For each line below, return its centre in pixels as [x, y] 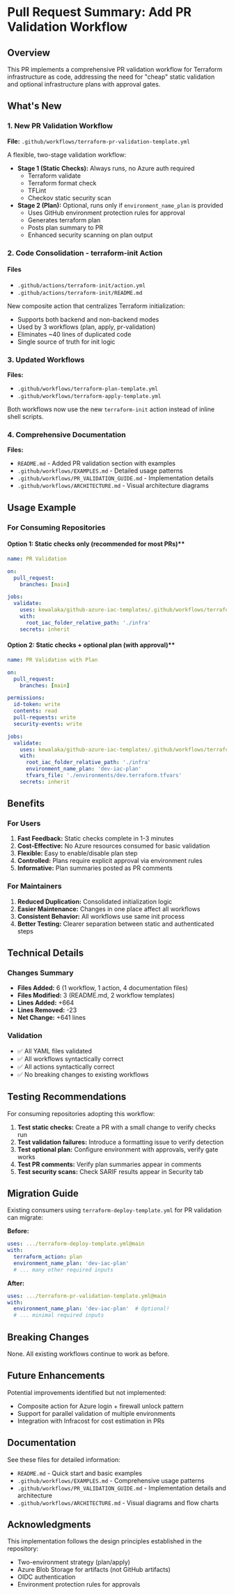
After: [16, 1283]
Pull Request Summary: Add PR [99, 12]
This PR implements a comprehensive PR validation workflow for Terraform [115, 69]
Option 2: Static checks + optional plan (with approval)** [91, 645]
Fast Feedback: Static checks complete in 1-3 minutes [95, 839]
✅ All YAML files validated [55, 1051]
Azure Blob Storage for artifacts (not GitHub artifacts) [94, 1570]
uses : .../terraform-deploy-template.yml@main [76, 1244]
